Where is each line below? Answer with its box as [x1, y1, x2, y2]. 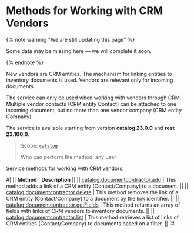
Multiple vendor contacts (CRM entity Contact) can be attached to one [6, 100, 177, 107]
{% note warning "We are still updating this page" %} [6, 36, 135, 43]
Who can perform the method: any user [20, 153, 116, 160]
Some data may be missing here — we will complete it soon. [6, 47, 152, 54]
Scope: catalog [20, 142, 58, 149]
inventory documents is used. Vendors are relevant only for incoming [6, 76, 173, 84]
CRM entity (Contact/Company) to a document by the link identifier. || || [6, 195, 179, 202]
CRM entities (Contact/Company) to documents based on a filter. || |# [6, 219, 175, 227]
